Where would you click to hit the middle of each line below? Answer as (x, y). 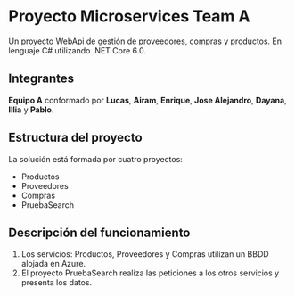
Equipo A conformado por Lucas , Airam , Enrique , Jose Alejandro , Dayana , (147, 100)
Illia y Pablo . (31, 110)
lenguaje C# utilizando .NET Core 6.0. (77, 50)
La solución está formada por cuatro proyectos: (96, 159)
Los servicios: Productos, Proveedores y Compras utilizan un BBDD (145, 254)
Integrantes (41, 79)
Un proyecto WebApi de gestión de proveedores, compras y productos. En (145, 41)
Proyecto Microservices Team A (129, 16)
